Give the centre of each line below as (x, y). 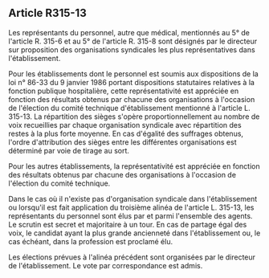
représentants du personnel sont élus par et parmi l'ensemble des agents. (130, 215)
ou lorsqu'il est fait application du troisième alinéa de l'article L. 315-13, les (131, 207)
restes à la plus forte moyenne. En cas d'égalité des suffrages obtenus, (126, 133)
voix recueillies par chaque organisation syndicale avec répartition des (125, 125)
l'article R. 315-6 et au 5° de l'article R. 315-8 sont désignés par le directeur (133, 41)
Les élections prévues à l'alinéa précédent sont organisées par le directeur (132, 257)
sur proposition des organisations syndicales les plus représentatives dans (132, 49)
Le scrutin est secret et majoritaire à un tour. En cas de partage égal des (128, 224)
